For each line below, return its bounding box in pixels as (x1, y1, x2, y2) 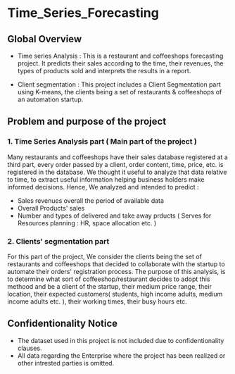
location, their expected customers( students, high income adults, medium (7, 289, 223, 298)
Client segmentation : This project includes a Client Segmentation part (17, 80, 222, 89)
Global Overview (7, 33, 82, 45)
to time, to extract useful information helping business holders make (7, 175, 205, 184)
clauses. (17, 344, 42, 352)
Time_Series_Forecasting (7, 5, 160, 21)
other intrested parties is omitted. (17, 359, 115, 367)
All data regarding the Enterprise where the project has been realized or (17, 351, 226, 360)
